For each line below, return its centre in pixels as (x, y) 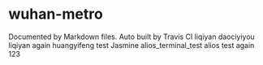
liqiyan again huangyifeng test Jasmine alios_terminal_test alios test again (131, 45)
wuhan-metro (56, 14)
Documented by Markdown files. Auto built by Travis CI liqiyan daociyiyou (132, 37)
